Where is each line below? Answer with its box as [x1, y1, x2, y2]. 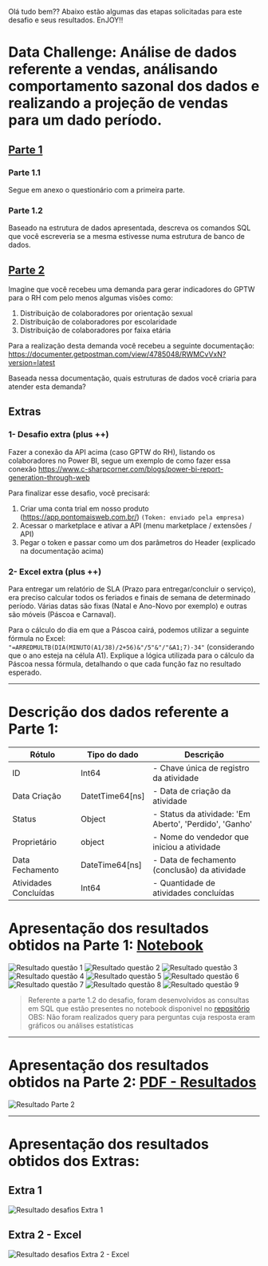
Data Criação [12, 790, 61, 802]
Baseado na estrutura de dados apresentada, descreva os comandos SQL [8, 223, 251, 233]
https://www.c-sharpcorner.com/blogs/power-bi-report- [38, 464, 224, 474]
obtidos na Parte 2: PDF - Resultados [8, 1073, 257, 1092]
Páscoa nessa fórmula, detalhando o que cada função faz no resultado [8, 659, 242, 668]
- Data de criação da [152, 785, 231, 796]
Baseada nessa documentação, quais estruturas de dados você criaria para [8, 373, 257, 383]
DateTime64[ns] [81, 859, 142, 870]
